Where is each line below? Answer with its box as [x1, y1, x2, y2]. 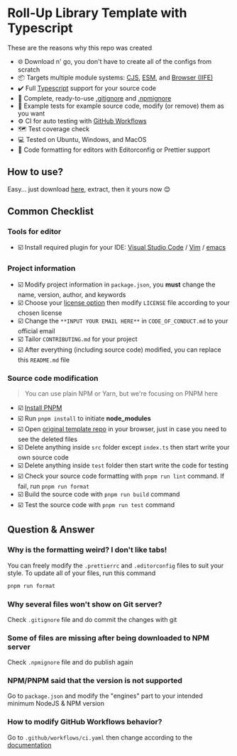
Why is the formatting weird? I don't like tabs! [7, 545, 167, 555]
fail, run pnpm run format [17, 482, 90, 491]
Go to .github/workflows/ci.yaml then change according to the [7, 733, 193, 742]
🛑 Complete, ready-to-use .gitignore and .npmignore [17, 94, 172, 102]
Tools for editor [7, 227, 62, 237]
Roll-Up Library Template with [7, 5, 187, 21]
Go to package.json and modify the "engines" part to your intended [7, 691, 204, 700]
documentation [7, 740, 52, 749]
